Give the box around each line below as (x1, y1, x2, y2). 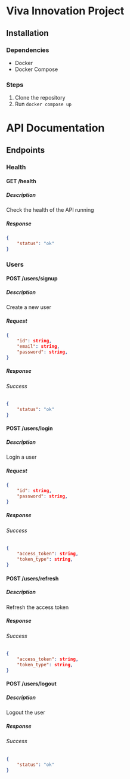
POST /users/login (6, 425, 53, 432)
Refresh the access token (6, 604, 69, 611)
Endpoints (6, 145, 45, 155)
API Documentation (6, 121, 105, 135)
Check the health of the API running (6, 206, 94, 214)
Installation (6, 28, 49, 38)
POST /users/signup (6, 275, 58, 282)
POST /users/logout (6, 680, 57, 687)
